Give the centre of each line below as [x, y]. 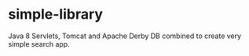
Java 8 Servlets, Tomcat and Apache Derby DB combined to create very [125, 36]
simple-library [56, 14]
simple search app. [39, 44]
